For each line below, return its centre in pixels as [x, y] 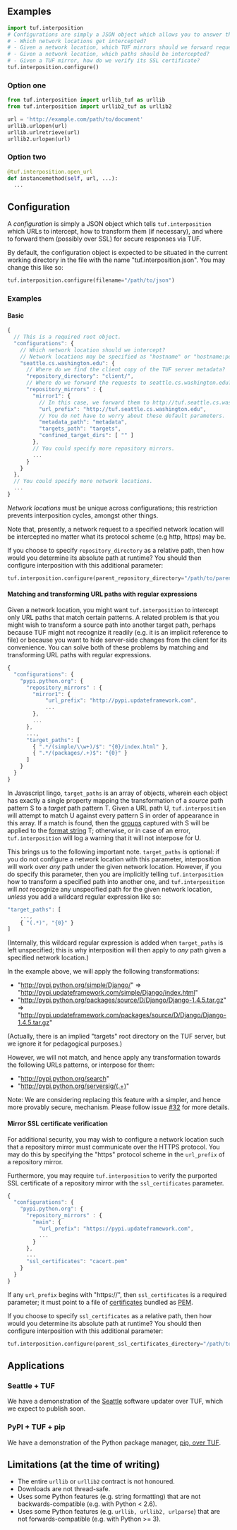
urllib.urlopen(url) [38, 126]
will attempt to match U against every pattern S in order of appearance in [113, 815]
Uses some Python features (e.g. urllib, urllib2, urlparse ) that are [119, 1512]
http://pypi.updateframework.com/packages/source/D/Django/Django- [124, 1015]
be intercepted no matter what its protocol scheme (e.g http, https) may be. [117, 537]
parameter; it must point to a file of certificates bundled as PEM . [100, 1302]
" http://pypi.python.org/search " [63, 1079]
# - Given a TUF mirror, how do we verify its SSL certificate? [104, 61]
